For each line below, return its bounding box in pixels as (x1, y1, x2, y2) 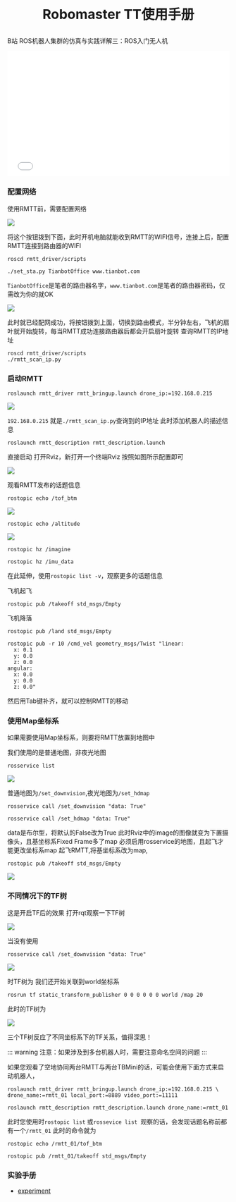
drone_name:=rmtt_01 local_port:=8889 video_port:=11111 (7, 1091, 178, 1099)
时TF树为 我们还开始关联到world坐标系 (7, 977, 120, 986)
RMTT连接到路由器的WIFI (7, 241, 82, 250)
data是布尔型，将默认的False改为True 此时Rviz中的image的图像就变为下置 (7, 828, 223, 837)
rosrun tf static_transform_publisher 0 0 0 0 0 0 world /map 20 (7, 991, 203, 998)
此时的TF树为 (7, 1005, 46, 1013)
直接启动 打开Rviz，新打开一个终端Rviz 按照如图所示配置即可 (7, 453, 184, 461)
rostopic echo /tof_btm (7, 495, 77, 502)
